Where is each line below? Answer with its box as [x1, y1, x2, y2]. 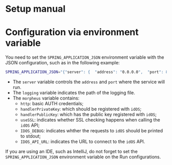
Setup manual [5, 3, 66, 15]
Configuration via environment [5, 27, 139, 38]
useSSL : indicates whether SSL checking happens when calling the [20, 117, 160, 123]
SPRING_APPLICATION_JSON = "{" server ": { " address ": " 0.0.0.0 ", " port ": [5, 69, 164, 75]
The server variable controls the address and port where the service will [12, 79, 165, 85]
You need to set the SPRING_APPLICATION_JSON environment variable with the [5, 54, 164, 60]
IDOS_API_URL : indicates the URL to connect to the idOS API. [20, 138, 145, 145]
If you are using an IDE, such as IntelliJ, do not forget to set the [5, 149, 138, 154]
